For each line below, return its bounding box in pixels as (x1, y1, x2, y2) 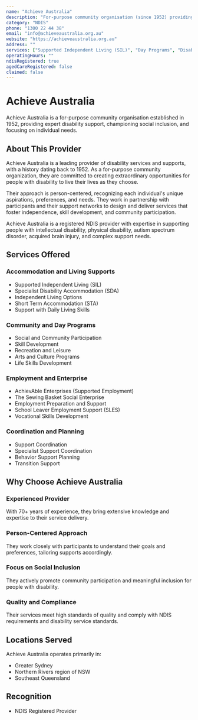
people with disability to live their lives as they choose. (6, 179, 138, 185)
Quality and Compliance (6, 598, 77, 606)
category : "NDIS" (6, 20, 49, 25)
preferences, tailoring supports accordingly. (6, 549, 113, 556)
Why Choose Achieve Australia (6, 476, 123, 487)
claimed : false (6, 69, 44, 75)
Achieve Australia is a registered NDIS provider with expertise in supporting (6, 220, 190, 227)
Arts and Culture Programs (14, 353, 80, 360)
